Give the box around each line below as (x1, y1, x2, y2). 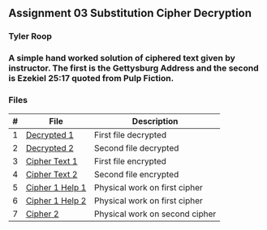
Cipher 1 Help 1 (25, 181, 87, 193)
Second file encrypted (94, 168, 179, 180)
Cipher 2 (25, 208, 59, 219)
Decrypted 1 (25, 129, 75, 140)
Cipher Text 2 (25, 168, 78, 180)
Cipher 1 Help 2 (25, 194, 87, 206)
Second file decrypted (94, 142, 179, 153)
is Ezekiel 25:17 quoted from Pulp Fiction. (8, 73, 174, 84)
